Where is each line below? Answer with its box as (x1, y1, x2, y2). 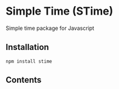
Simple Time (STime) (5, 4, 114, 18)
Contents (5, 75, 42, 85)
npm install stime (5, 58, 52, 65)
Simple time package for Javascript (5, 24, 95, 32)
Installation (5, 42, 49, 52)
